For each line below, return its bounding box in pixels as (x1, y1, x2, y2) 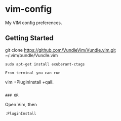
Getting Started (5, 34, 54, 42)
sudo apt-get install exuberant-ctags (5, 61, 85, 67)
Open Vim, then (5, 101, 37, 107)
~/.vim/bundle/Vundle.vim (5, 52, 58, 58)
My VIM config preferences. (5, 20, 63, 26)
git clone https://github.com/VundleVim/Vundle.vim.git (5, 47, 116, 53)
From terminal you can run (5, 70, 61, 75)
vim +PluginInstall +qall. (5, 79, 54, 85)
